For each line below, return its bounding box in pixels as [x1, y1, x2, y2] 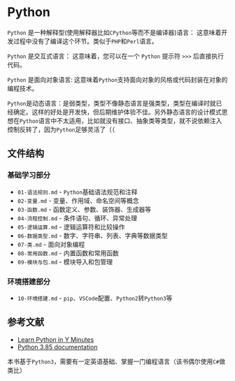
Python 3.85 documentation [17, 343, 98, 351]
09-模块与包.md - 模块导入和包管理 [17, 257, 113, 266]
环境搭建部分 [7, 277, 51, 287]
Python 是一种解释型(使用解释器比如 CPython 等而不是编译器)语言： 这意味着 [7, 28, 222, 36]
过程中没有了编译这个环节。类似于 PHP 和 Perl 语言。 [13, 36, 159, 45]
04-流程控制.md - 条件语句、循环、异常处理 [17, 214, 138, 222]
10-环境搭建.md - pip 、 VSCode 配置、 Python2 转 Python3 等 [17, 294, 173, 302]
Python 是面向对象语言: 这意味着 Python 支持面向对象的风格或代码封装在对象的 [7, 75, 228, 84]
